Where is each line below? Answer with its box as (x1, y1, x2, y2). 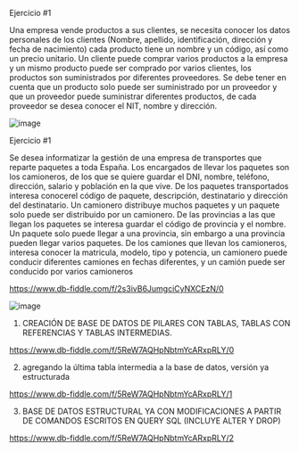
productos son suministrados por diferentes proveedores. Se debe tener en (9, 72, 287, 83)
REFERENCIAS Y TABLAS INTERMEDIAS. (21, 327, 172, 338)
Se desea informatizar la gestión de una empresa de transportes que (9, 152, 262, 163)
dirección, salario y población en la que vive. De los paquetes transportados (9, 181, 289, 191)
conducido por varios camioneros (9, 267, 134, 276)
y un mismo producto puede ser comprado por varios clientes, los (9, 62, 252, 73)
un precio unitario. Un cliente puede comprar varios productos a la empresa (9, 53, 288, 63)
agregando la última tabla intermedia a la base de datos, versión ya (21, 362, 270, 373)
